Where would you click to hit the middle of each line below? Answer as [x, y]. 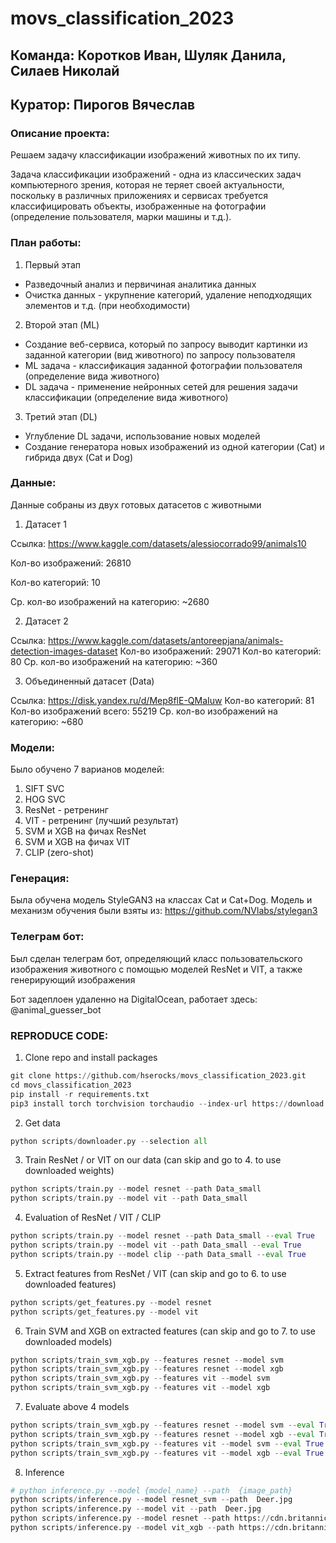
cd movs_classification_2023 [71, 1085]
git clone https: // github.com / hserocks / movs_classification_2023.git [158, 1076]
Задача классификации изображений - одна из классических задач [156, 174]
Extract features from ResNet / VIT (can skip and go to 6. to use [155, 1273]
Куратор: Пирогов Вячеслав [103, 104]
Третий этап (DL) [61, 416]
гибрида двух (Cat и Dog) [79, 457]
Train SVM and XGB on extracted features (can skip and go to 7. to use [170, 1331]
